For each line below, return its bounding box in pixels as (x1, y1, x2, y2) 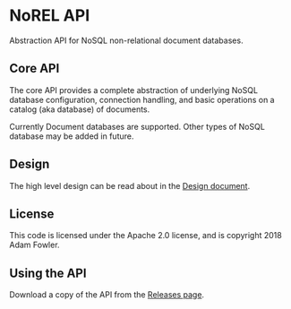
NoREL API (9, 5, 90, 26)
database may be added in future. (9, 131, 134, 142)
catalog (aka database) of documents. (9, 104, 150, 115)
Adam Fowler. (9, 239, 60, 251)
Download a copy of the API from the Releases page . (9, 289, 204, 300)
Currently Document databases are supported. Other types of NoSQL (9, 121, 266, 132)
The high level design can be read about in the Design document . (9, 180, 251, 191)
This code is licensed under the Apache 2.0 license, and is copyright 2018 (9, 230, 282, 241)
